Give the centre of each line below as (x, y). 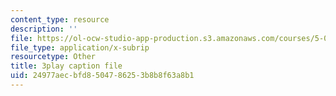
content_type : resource (60, 19)
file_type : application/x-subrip (80, 47)
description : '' (44, 29)
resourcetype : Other (53, 57)
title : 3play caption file (66, 66)
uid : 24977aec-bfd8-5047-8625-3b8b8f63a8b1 (102, 76)
